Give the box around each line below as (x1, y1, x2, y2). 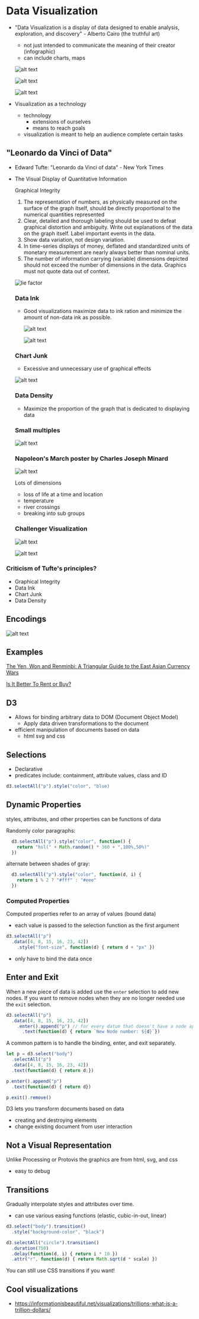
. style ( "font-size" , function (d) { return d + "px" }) (17, 944, 155, 951)
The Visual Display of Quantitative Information (14, 175, 127, 182)
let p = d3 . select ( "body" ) (6, 1051, 73, 1057)
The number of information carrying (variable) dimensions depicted (23, 255, 188, 262)
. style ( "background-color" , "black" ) (11, 1229, 105, 1235)
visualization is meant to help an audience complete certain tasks (23, 131, 184, 138)
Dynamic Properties (6, 800, 82, 810)
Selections (6, 749, 46, 760)
